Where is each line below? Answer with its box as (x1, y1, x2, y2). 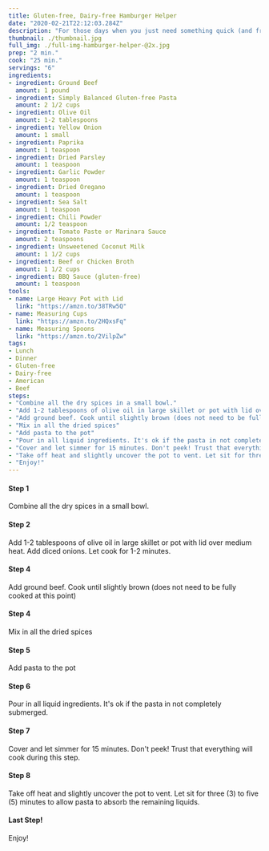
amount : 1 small (15, 131, 70, 139)
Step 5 (8, 645, 30, 655)
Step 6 (8, 681, 30, 691)
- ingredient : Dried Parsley (8, 153, 106, 161)
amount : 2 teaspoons (15, 236, 84, 244)
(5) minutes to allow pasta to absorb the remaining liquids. (8, 797, 200, 806)
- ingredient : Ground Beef (8, 79, 98, 87)
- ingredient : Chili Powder (8, 213, 102, 221)
